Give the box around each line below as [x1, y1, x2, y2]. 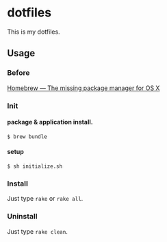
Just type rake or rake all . [7, 195, 83, 203]
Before [7, 68, 30, 78]
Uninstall [7, 212, 38, 221]
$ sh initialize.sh [7, 163, 63, 170]
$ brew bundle [7, 133, 48, 140]
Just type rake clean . [7, 227, 68, 235]
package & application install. [7, 118, 94, 126]
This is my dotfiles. [7, 27, 60, 36]
